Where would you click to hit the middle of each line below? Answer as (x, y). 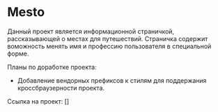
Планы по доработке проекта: (52, 67)
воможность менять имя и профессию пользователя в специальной (109, 46)
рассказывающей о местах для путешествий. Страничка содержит (108, 38)
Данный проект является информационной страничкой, (91, 31)
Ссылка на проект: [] (38, 101)
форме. (18, 54)
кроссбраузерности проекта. (61, 88)
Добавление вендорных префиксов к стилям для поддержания (112, 80)
